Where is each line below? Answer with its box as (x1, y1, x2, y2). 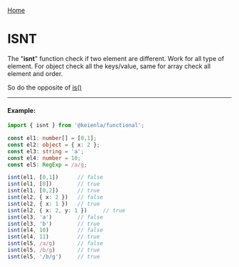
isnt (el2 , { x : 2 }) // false (7, 194, 103, 201)
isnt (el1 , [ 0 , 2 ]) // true (7, 187, 100, 195)
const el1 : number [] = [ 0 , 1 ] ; (7, 135, 97, 142)
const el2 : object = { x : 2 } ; (7, 141, 100, 148)
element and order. (7, 69, 63, 77)
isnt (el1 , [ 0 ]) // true (7, 180, 100, 187)
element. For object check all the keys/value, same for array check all (7, 62, 211, 70)
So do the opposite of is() (7, 83, 82, 92)
